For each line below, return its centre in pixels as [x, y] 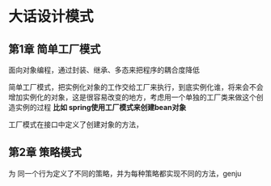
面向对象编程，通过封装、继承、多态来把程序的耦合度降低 [104, 70]
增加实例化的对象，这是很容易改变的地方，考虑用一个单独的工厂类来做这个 [132, 97]
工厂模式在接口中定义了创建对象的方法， [76, 125]
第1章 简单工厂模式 [55, 49]
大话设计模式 [51, 17]
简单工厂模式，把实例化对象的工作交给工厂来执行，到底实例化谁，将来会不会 [136, 87]
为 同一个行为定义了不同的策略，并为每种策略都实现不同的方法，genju [125, 173]
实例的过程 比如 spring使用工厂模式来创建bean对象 [101, 107]
